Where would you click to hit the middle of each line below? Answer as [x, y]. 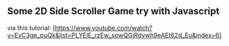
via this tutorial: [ [31, 27]
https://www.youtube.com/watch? [104, 27]
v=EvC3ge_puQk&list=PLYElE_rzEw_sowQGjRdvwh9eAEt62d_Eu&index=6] [114, 35]
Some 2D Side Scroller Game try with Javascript [113, 11]
